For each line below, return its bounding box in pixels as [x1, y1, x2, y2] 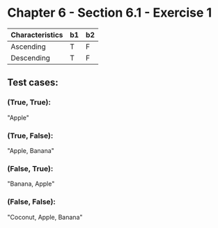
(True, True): [7, 97, 51, 107]
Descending [10, 53, 51, 63]
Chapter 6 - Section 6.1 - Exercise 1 [7, 5, 212, 21]
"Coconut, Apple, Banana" [7, 213, 83, 221]
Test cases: [7, 76, 59, 88]
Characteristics [10, 30, 63, 40]
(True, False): [7, 131, 54, 140]
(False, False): [7, 197, 56, 206]
